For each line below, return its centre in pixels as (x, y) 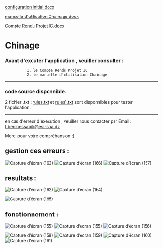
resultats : (21, 178)
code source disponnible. (36, 92)
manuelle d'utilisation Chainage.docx (42, 16)
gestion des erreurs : (37, 151)
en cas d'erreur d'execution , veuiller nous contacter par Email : (68, 121)
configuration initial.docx (30, 7)
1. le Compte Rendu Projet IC (57, 71)
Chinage (22, 45)
